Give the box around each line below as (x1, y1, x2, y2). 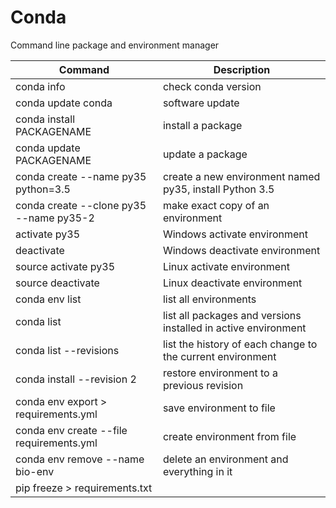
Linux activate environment (162, 259, 290, 273)
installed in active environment (162, 321, 307, 335)
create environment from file (162, 429, 297, 443)
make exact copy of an (162, 198, 270, 212)
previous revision (162, 378, 244, 392)
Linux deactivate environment (162, 276, 303, 290)
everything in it (162, 464, 233, 478)
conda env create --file (15, 423, 128, 437)
